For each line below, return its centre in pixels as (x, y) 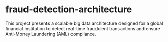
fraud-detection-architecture (69, 9)
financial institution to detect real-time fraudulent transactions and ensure (83, 28)
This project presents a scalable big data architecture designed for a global (84, 23)
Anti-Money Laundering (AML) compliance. (51, 34)
